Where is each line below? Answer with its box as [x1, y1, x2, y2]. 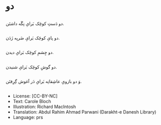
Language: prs [13, 114, 43, 120]
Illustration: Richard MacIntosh [13, 103, 76, 109]
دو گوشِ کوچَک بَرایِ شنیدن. [6, 63, 57, 70]
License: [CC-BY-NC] [13, 93, 58, 99]
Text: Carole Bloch [13, 98, 52, 104]
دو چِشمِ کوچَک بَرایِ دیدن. [6, 49, 54, 55]
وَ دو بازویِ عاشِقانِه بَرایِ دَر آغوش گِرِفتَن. [6, 78, 82, 84]
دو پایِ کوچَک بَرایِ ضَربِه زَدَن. [6, 34, 60, 40]
